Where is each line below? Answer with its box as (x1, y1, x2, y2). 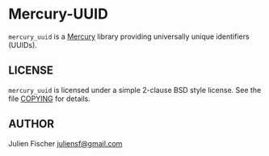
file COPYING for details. (8, 94, 90, 103)
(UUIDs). (8, 40, 38, 49)
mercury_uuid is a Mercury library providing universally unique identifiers (8, 32, 250, 41)
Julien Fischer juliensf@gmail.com (8, 138, 123, 148)
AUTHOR (8, 117, 55, 131)
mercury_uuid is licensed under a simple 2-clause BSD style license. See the (8, 85, 262, 95)
